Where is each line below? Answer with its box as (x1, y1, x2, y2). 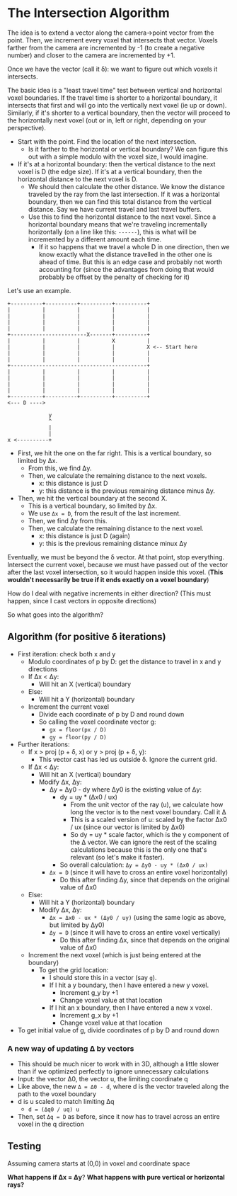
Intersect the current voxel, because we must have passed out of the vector (7, 560, 229, 569)
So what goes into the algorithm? (7, 610, 104, 619)
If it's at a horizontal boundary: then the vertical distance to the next (17, 159, 216, 168)
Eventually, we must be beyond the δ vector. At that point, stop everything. (7, 552, 225, 561)
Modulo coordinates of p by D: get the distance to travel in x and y (28, 657, 221, 666)
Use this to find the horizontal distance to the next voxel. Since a (28, 212, 216, 221)
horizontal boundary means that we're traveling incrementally (28, 220, 207, 228)
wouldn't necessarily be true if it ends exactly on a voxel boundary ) (7, 575, 209, 583)
